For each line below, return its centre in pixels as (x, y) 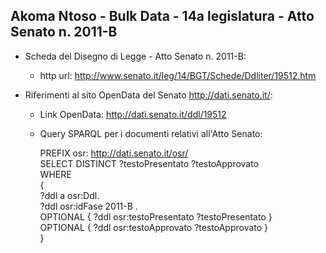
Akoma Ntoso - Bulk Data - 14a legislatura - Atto (162, 16)
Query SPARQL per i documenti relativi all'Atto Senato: (151, 133)
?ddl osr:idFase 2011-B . (88, 206)
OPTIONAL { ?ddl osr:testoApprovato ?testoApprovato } (154, 227)
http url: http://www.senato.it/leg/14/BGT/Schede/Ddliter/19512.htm (178, 75)
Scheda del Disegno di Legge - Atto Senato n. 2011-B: (135, 56)
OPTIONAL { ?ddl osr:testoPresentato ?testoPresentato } (156, 216)
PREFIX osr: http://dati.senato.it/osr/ (114, 153)
